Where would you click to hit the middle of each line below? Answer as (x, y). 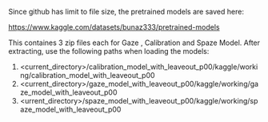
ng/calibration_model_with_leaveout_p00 (87, 75)
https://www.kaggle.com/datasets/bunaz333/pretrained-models (114, 27)
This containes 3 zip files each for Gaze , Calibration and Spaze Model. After (134, 43)
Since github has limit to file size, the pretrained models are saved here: (126, 12)
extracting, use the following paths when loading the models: (109, 51)
